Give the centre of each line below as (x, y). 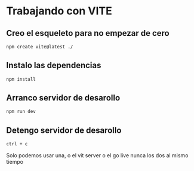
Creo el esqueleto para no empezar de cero (88, 33)
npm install (21, 79)
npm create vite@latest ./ (40, 47)
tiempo (15, 161)
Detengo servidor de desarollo (64, 130)
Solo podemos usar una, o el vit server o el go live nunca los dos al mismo (97, 155)
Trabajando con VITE (59, 11)
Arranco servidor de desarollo (63, 98)
